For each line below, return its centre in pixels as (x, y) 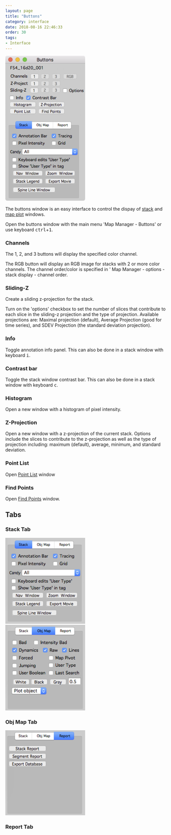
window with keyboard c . (32, 385)
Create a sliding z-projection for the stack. (50, 299)
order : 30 (16, 32)
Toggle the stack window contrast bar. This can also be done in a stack (80, 379)
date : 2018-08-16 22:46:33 (34, 27)
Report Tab (19, 827)
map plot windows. (25, 214)
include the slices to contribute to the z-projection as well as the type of (81, 439)
